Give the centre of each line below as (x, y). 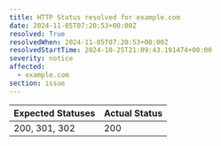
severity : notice (41, 58)
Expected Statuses (55, 113)
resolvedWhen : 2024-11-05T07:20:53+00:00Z (89, 42)
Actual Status (133, 113)
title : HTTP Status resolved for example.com (95, 17)
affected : (28, 67)
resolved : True (37, 34)
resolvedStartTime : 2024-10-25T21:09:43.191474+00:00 (111, 50)
